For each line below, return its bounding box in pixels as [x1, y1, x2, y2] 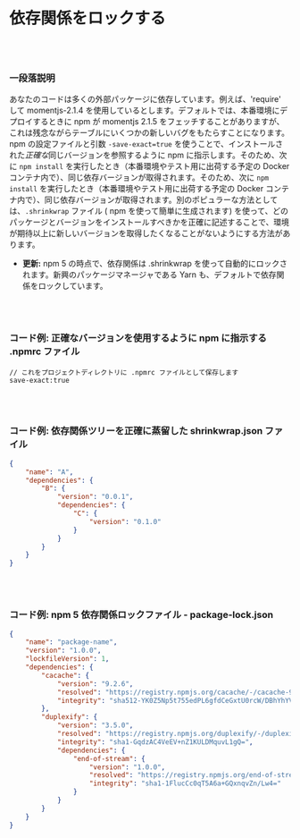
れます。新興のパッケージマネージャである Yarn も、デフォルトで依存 [21, 269, 277, 280]
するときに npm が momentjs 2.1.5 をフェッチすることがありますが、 [32, 116, 285, 127]
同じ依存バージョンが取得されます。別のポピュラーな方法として [44, 194, 279, 206]
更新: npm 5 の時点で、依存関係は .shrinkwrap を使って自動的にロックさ [21, 258, 287, 269]
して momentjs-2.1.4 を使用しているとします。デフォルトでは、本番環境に [9, 105, 280, 116]
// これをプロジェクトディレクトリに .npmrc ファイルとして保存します [9, 368, 239, 377]
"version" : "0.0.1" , [56, 493, 134, 502]
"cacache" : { [41, 671, 90, 680]
